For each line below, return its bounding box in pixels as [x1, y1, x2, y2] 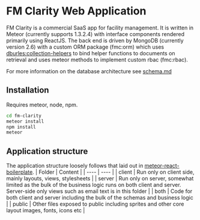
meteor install [6, 118, 44, 124]
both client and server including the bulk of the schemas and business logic [6, 194, 193, 201]
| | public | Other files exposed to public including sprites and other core [6, 200, 184, 208]
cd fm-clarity [6, 112, 42, 118]
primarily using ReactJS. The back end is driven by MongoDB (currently [6, 37, 184, 44]
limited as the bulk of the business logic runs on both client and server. [6, 182, 181, 189]
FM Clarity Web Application [6, 4, 147, 18]
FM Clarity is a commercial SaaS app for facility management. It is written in [6, 24, 194, 31]
